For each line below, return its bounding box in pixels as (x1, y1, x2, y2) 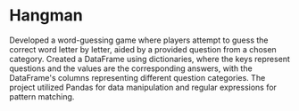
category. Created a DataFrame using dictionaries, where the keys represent (9, 53, 290, 64)
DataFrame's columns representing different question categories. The (9, 72, 266, 83)
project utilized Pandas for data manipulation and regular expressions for (9, 82, 277, 92)
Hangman (9, 5, 83, 26)
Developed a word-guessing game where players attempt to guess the (9, 35, 269, 45)
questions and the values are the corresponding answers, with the (9, 63, 253, 74)
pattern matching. (9, 91, 75, 102)
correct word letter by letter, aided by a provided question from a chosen (9, 44, 277, 54)
